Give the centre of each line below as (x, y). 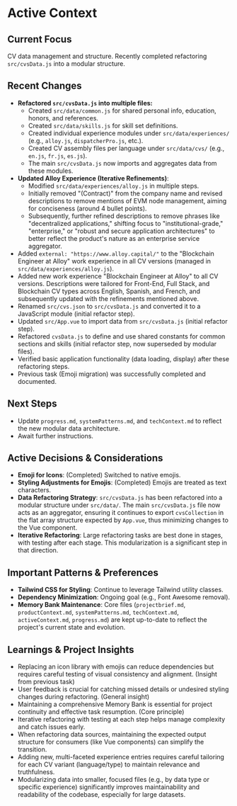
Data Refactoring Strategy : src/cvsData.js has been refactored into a (120, 498)
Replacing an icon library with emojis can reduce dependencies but (116, 666)
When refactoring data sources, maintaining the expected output (112, 734)
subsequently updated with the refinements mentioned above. (108, 298)
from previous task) (46, 682)
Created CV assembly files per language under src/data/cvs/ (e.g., (126, 148)
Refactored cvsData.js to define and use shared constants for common (121, 336)
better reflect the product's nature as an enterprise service (114, 238)
